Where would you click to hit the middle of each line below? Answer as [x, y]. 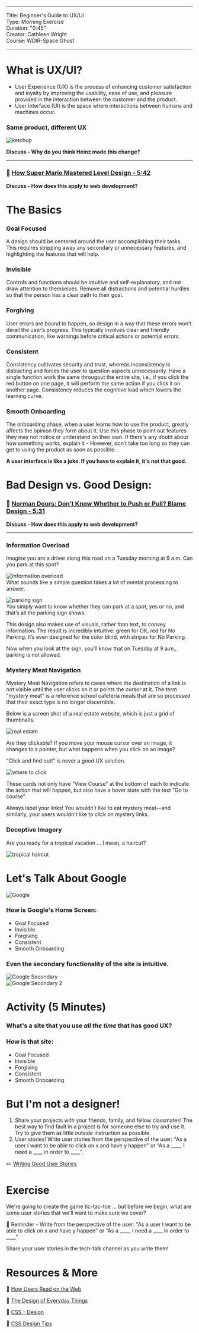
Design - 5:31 [26, 511]
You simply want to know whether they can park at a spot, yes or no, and [95, 606]
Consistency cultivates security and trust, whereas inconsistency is [88, 364]
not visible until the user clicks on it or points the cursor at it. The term [92, 689]
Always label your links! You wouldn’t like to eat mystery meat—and [89, 808]
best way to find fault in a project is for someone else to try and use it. [100, 1127]
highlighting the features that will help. [53, 254]
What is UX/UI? [44, 70]
